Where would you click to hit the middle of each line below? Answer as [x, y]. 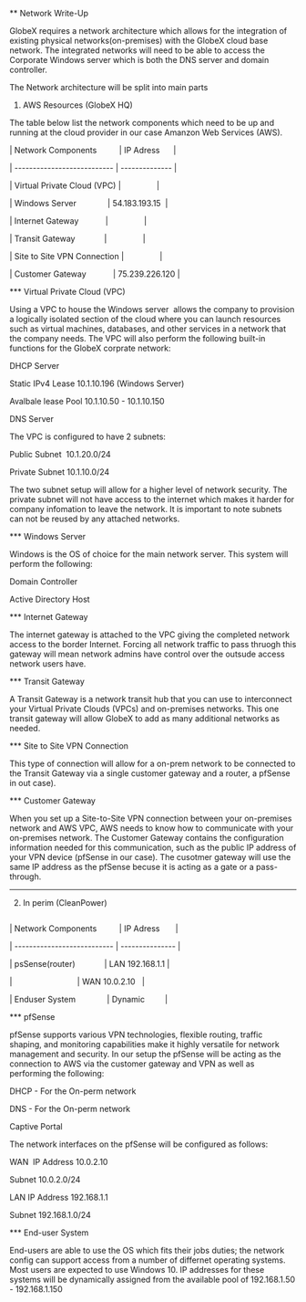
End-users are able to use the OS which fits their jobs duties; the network [147, 1250]
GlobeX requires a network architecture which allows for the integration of [148, 31]
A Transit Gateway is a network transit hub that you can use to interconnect [151, 699]
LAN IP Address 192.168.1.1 [59, 1197]
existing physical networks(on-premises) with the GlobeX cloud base [139, 41]
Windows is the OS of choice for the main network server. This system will [149, 554]
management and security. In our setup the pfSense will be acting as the [146, 1054]
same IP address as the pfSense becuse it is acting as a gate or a [132, 867]
